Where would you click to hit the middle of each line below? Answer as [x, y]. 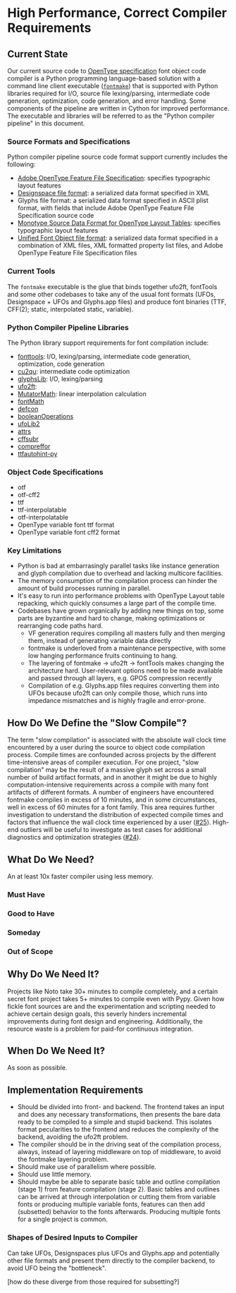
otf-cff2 [29, 495]
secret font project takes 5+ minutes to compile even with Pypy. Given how [116, 998]
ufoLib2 [29, 424]
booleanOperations [45, 416]
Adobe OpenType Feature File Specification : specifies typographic [114, 178]
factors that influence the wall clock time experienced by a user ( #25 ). [109, 822]
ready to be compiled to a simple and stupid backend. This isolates [114, 1122]
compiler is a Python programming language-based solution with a [104, 78]
